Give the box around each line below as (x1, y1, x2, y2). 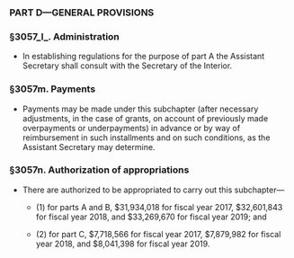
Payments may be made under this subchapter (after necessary (22, 103, 259, 114)
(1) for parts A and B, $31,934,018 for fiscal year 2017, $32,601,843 (35, 201, 283, 212)
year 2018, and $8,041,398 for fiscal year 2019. (35, 238, 210, 249)
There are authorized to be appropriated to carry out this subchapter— (22, 184, 285, 195)
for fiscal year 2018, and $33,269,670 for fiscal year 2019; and (35, 211, 267, 222)
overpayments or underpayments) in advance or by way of (22, 122, 241, 133)
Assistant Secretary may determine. (22, 141, 156, 152)
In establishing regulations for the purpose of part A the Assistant (22, 51, 265, 62)
